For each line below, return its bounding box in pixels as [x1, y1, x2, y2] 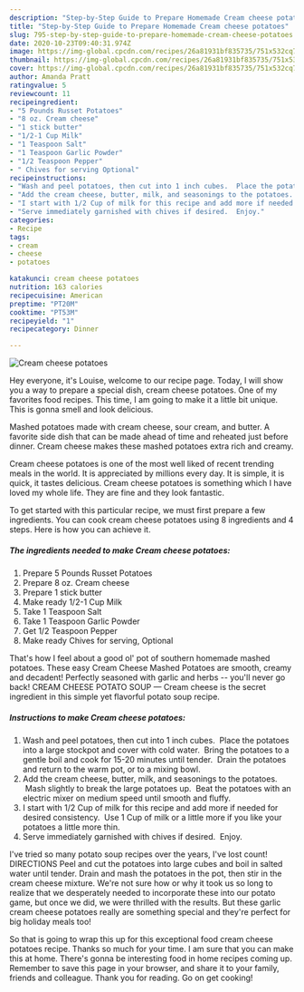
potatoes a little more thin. [22, 822, 120, 832]
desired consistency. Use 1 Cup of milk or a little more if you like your [22, 812, 282, 823]
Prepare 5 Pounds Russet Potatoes [22, 568, 153, 579]
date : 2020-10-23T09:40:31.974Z [9, 38, 131, 48]
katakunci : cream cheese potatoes [9, 274, 140, 284]
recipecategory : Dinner [9, 325, 100, 334]
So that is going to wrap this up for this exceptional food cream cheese [9, 934, 273, 945]
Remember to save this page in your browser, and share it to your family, [9, 963, 280, 974]
